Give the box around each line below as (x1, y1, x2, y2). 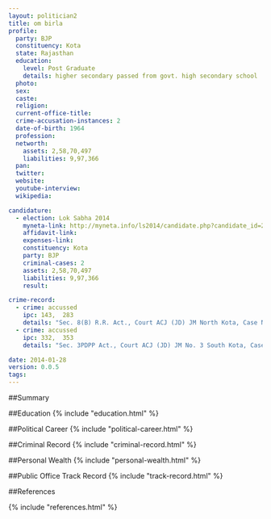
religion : (15, 102, 48, 110)
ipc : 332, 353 (23, 333, 74, 341)
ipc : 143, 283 (23, 312, 74, 320)
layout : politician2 (8, 11, 78, 20)
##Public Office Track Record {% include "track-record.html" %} (8, 471, 223, 480)
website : (15, 177, 45, 186)
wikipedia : (15, 191, 52, 200)
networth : (15, 139, 48, 148)
